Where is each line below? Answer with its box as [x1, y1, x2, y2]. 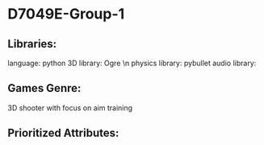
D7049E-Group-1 [7, 5, 125, 23]
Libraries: [7, 37, 57, 51]
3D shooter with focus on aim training [7, 102, 133, 113]
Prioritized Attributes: [7, 126, 119, 140]
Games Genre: [7, 81, 82, 95]
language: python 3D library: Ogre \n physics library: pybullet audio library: [7, 58, 257, 68]
